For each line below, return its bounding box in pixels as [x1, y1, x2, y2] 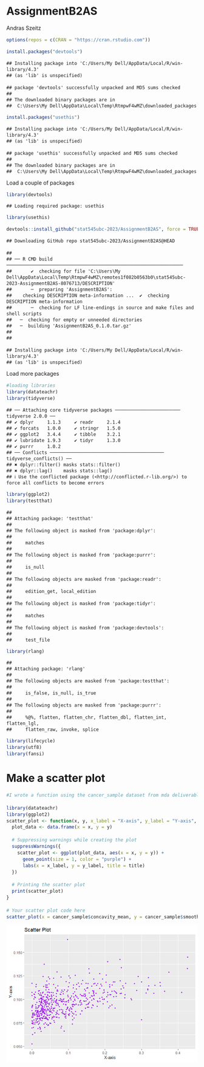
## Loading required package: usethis [6, 203, 104, 209]
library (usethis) [6, 214, 50, 221]
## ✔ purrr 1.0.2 [6, 443, 61, 450]
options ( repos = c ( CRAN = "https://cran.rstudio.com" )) [6, 36, 151, 43]
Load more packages [6, 370, 59, 378]
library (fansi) [6, 751, 45, 757]
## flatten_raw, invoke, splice [6, 727, 99, 733]
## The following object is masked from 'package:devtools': [6, 625, 165, 631]
